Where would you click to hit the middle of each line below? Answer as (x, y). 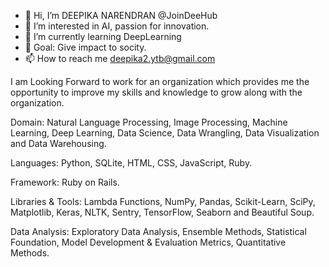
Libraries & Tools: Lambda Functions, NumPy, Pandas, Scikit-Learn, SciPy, (163, 201)
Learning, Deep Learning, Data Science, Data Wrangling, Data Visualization (165, 133)
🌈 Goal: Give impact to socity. (85, 47)
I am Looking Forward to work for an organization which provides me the (160, 81)
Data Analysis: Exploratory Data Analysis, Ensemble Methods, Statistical (158, 231)
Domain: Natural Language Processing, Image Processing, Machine (149, 122)
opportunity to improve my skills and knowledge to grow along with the (156, 92)
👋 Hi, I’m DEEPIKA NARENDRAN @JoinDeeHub (121, 15)
